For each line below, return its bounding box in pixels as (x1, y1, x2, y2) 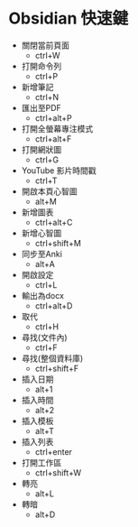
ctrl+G (34, 154, 60, 165)
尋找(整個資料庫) (21, 353, 84, 364)
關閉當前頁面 (21, 40, 69, 51)
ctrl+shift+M (34, 237, 82, 248)
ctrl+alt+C (34, 217, 73, 227)
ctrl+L (34, 279, 58, 290)
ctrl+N (34, 91, 60, 102)
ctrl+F (34, 342, 58, 353)
